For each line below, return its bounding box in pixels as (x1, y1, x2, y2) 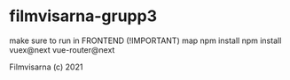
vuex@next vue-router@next (9, 44, 115, 55)
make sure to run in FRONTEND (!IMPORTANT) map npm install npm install (9, 35, 282, 46)
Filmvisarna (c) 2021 (9, 62, 83, 72)
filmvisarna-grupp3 (9, 6, 158, 26)
